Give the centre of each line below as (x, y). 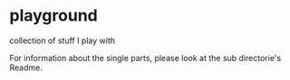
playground (53, 16)
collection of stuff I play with (63, 40)
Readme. (26, 67)
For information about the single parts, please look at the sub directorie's (145, 58)
